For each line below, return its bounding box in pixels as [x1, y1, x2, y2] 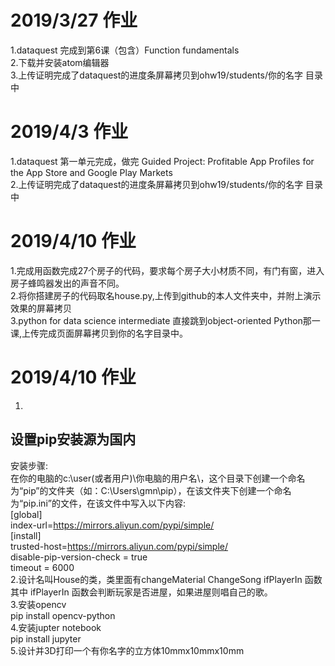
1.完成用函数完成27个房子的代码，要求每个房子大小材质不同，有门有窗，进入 [10, 264, 325, 276]
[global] [10, 508, 43, 520]
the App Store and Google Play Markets [10, 166, 173, 178]
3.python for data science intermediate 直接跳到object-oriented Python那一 [10, 314, 321, 326]
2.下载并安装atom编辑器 [10, 56, 110, 68]
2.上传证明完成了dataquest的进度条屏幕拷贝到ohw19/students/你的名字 [10, 178, 304, 190]
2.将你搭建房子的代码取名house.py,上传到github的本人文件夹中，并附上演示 [10, 289, 322, 301]
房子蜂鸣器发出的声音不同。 [10, 277, 125, 289]
